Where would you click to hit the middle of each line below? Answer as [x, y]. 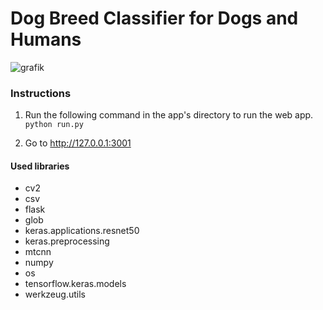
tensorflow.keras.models [75, 284]
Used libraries [40, 166]
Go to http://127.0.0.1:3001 [78, 143]
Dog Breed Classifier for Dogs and [154, 18]
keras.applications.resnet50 [82, 231]
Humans [46, 39]
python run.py [54, 125]
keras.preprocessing [67, 241]
